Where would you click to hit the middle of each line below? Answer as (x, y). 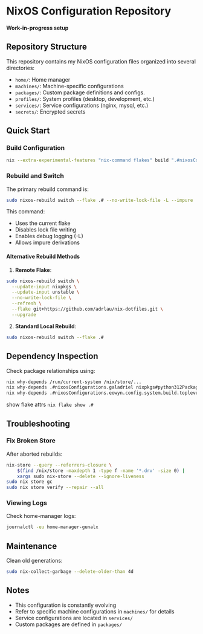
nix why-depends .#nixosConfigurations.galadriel (70, 387)
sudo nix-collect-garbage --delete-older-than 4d (70, 572)
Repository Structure (47, 47)
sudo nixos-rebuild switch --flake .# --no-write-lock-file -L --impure (100, 200)
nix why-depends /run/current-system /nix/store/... (74, 382)
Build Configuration (36, 148)
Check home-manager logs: (41, 516)
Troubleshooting (38, 423)
